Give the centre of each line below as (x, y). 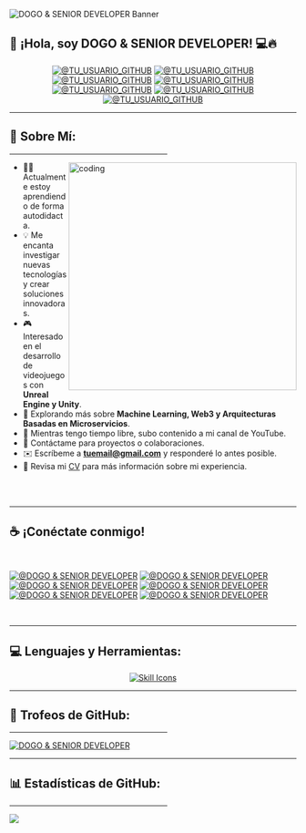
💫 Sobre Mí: (43, 137)
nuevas (36, 264)
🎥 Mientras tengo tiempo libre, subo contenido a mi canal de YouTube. (154, 433)
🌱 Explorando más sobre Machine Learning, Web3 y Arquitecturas (149, 414)
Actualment (44, 177)
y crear (36, 283)
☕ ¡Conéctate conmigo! (77, 532)
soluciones (43, 293)
